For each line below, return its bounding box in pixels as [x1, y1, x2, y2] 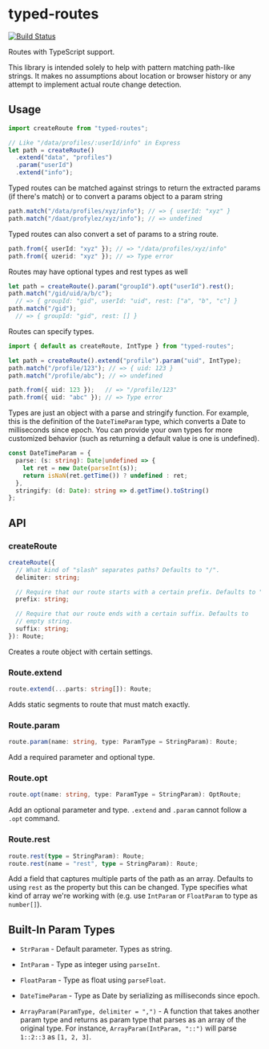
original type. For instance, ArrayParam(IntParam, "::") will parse [19, 1023, 238, 1033]
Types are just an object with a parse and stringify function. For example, [8, 408, 250, 418]
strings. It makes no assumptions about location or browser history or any [8, 71, 251, 80]
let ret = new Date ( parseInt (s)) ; [22, 463, 138, 472]
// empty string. [15, 618, 74, 626]
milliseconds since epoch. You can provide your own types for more [8, 425, 233, 435]
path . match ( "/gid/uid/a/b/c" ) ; [8, 290, 113, 298]
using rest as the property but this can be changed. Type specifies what [8, 883, 248, 892]
